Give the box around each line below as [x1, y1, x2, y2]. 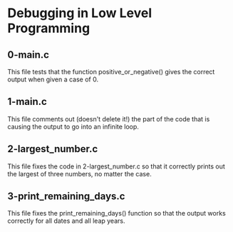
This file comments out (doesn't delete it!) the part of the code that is [7, 114, 210, 123]
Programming [7, 20, 90, 36]
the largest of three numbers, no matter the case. [7, 169, 152, 178]
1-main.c [7, 96, 48, 108]
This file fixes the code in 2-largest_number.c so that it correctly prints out [7, 162, 226, 171]
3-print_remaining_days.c [7, 191, 125, 203]
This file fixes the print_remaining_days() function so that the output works [7, 209, 226, 218]
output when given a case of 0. [7, 75, 98, 84]
